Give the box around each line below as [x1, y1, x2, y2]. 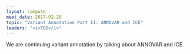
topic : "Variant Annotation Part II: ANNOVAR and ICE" [6, 19, 144, 25]
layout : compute [6, 8, 46, 15]
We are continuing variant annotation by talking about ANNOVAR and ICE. [6, 41, 184, 48]
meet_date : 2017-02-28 [6, 14, 62, 20]
